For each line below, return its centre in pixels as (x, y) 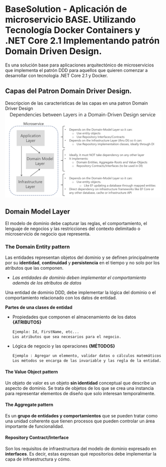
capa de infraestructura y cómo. (38, 459)
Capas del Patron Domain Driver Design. (69, 91)
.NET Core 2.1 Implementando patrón (83, 41)
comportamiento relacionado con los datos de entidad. (61, 298)
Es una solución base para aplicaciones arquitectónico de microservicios (80, 65)
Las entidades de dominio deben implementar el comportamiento (79, 278)
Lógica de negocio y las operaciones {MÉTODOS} (64, 346)
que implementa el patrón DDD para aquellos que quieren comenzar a (76, 70)
